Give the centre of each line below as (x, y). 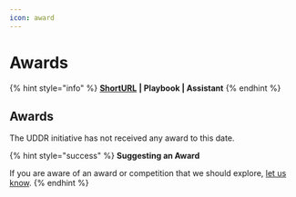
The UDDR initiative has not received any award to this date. (122, 138)
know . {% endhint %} (49, 183)
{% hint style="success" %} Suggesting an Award (105, 156)
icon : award (32, 18)
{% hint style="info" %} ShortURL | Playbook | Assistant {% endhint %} (145, 88)
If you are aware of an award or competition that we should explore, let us (148, 173)
